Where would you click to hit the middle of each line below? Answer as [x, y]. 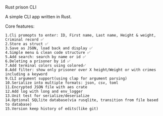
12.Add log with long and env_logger [44, 91]
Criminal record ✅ [25, 39]
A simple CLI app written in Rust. [38, 17]
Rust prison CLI [21, 7]
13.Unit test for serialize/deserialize [48, 96]
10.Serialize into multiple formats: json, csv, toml [62, 83]
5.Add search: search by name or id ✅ [46, 57]
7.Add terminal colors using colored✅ [46, 66]
